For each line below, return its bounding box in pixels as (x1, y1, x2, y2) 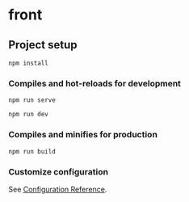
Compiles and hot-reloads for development (8, 78, 182, 89)
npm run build (8, 147, 57, 155)
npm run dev (8, 111, 48, 119)
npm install (8, 59, 48, 67)
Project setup (8, 38, 78, 52)
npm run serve (8, 96, 57, 104)
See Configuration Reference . (8, 184, 107, 194)
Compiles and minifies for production (8, 129, 157, 141)
